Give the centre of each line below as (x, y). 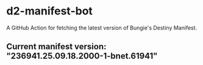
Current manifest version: (56, 47)
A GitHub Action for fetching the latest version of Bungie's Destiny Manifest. (102, 28)
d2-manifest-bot (50, 11)
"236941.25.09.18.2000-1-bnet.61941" (82, 56)
